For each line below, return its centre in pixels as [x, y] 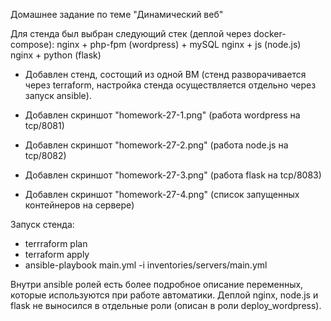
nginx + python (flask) [56, 55]
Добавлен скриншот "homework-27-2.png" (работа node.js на [156, 145]
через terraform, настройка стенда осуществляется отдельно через [170, 85]
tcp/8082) [45, 155]
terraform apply [57, 254]
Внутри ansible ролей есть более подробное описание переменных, [157, 284]
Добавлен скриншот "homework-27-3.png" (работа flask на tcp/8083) [173, 175]
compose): [32, 44]
